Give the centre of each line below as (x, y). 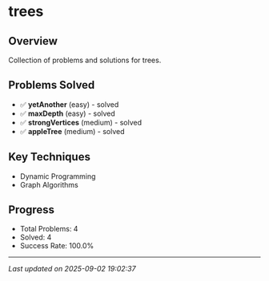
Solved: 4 (36, 237)
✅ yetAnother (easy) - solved (69, 104)
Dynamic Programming (58, 176)
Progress (31, 210)
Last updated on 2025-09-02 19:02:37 (72, 269)
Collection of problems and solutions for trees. (85, 60)
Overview (33, 41)
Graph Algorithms (49, 184)
